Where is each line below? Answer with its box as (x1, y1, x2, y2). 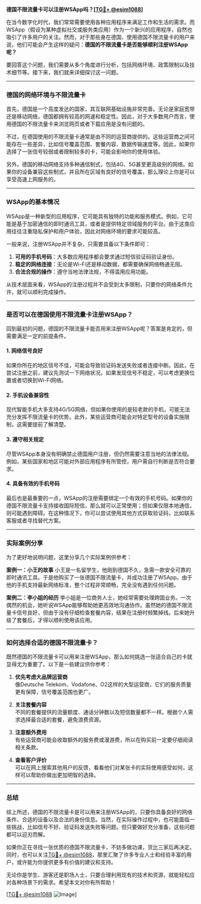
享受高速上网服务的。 (6, 176, 59, 183)
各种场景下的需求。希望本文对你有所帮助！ (11, 878, 117, 885)
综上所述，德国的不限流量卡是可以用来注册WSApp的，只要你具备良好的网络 (6, 808, 193, 815)
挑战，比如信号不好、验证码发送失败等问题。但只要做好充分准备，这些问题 (11, 823, 195, 830)
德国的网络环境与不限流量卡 (6, 90, 86, 99)
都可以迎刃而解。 (6, 830, 48, 838)
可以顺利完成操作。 (22, 288, 69, 295)
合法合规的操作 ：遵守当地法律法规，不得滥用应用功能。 (14, 268, 151, 275)
